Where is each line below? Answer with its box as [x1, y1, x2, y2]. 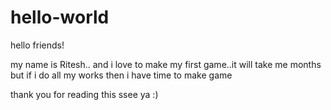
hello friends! [10, 39, 65, 51]
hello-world [10, 6, 110, 29]
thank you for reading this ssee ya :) [10, 88, 159, 100]
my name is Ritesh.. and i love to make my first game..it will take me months [10, 58, 322, 70]
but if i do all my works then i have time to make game [10, 69, 233, 81]
